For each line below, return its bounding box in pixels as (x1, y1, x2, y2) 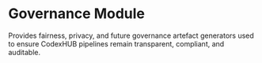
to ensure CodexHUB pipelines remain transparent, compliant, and (8, 39, 225, 48)
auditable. (8, 47, 41, 57)
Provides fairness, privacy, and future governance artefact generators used (8, 31, 255, 40)
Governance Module (8, 5, 145, 23)
